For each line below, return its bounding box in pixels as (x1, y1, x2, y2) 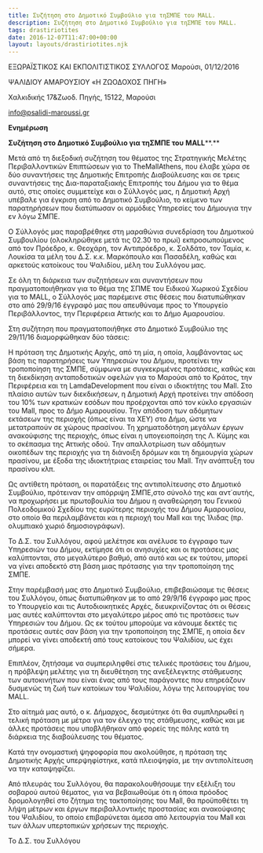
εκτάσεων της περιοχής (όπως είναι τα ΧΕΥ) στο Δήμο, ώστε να (8, 414, 217, 424)
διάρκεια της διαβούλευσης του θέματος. (8, 732, 144, 742)
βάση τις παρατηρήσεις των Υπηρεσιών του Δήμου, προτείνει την (8, 356, 223, 366)
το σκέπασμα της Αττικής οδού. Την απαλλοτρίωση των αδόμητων (8, 439, 226, 449)
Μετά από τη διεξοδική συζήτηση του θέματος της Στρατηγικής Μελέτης (8, 154, 247, 163)
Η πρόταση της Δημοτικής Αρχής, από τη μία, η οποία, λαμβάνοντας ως (8, 348, 243, 357)
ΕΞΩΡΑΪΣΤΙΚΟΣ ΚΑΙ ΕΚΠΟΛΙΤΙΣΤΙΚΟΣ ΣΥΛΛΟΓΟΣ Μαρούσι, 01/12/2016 (8, 62, 239, 71)
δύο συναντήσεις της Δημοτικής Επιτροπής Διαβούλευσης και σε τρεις (8, 170, 240, 180)
